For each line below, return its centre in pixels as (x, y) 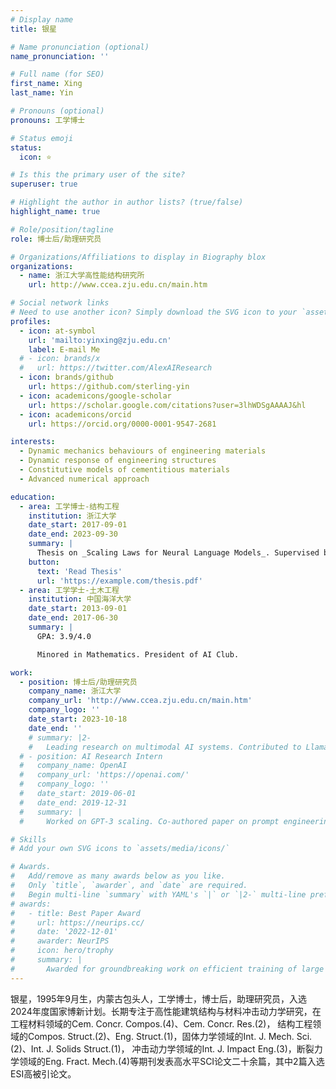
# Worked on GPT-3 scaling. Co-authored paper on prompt (149, 821)
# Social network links (60, 303)
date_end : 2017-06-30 (73, 618)
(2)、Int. (27, 1048)
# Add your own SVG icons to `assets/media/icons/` (120, 849)
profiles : (31, 321)
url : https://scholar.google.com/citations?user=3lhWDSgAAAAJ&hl (167, 405)
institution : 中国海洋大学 (80, 599)
